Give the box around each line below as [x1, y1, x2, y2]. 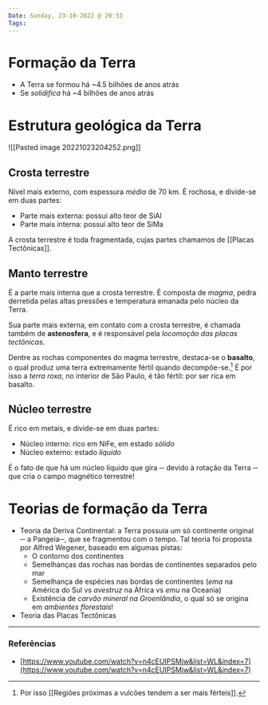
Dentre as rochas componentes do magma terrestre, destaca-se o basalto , [8, 353, 255, 362]
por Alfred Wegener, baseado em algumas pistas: [19, 543, 183, 553]
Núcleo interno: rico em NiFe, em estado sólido [19, 439, 175, 449]
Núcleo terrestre [8, 402, 92, 416]
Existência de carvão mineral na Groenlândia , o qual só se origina [31, 594, 249, 604]
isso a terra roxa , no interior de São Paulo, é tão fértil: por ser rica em [8, 370, 236, 380]
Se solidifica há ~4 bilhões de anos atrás [19, 89, 154, 98]
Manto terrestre [8, 267, 89, 280]
